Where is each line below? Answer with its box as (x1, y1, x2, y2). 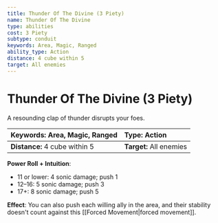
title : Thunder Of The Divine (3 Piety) (7, 10, 125, 17)
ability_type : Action (7, 49, 69, 56)
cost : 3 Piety (7, 29, 48, 36)
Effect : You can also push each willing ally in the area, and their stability (7, 200, 211, 209)
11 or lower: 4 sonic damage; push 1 (17, 173, 118, 181)
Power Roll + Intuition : (7, 159, 72, 167)
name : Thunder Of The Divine (7, 17, 91, 23)
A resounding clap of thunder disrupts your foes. (7, 114, 145, 122)
